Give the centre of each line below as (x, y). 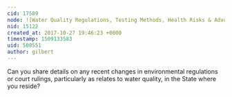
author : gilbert (30, 52)
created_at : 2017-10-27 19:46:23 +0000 (65, 33)
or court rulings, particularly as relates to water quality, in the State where (112, 78)
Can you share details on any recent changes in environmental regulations (113, 71)
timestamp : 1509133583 (40, 39)
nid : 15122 (23, 26)
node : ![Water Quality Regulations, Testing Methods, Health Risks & (109, 20)
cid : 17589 (23, 13)
